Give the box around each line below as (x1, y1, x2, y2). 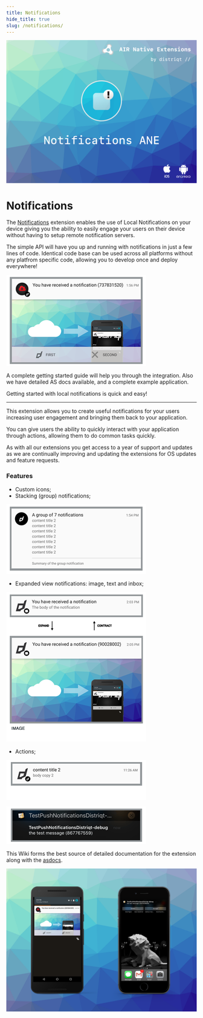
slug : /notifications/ (6, 22, 63, 28)
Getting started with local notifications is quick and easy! (6, 390, 148, 398)
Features (6, 472, 33, 481)
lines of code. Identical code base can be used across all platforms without (6, 250, 193, 257)
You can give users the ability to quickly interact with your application (6, 425, 179, 433)
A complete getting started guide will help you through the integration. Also (6, 372, 193, 379)
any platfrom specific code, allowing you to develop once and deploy (6, 256, 178, 263)
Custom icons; (14, 485, 51, 493)
